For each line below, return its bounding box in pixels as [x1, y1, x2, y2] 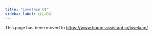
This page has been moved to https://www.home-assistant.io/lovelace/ [5, 24, 148, 30]
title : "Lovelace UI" [5, 7, 49, 12]
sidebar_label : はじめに [5, 12, 53, 16]
